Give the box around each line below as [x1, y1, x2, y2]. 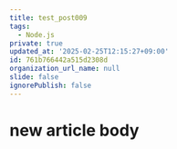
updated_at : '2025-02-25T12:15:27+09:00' [9, 47, 170, 56]
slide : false [9, 73, 59, 82]
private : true [9, 38, 64, 48]
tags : [9, 22, 30, 31]
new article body [9, 120, 140, 141]
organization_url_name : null [9, 65, 120, 74]
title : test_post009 [9, 13, 88, 23]
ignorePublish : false [9, 81, 92, 90]
